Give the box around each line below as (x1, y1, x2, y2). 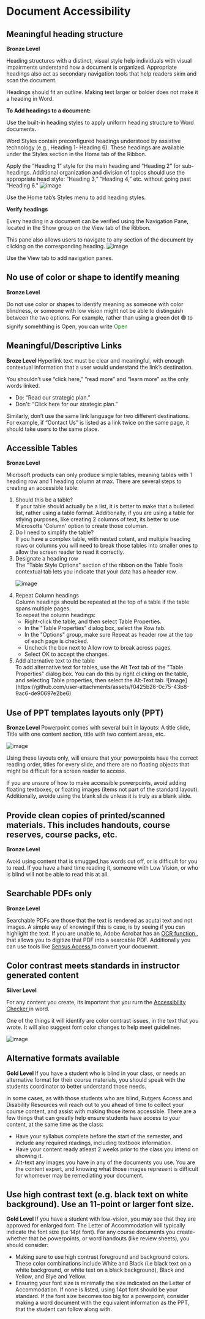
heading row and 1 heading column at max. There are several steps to (6, 478, 182, 485)
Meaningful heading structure (6, 29, 124, 39)
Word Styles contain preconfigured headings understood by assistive (6, 137, 181, 144)
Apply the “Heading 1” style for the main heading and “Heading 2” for (6, 162, 181, 170)
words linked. (6, 382, 40, 389)
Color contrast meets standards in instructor (6, 961, 180, 971)
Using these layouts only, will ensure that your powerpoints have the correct (6, 754, 198, 762)
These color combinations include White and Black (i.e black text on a (15, 1260, 192, 1267)
